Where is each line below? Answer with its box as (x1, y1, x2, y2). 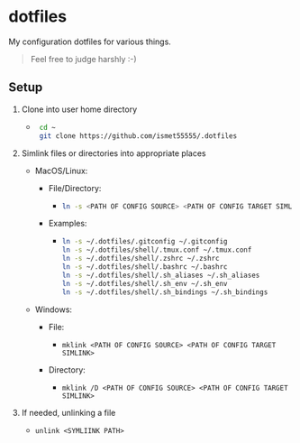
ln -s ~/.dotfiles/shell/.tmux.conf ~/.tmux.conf (61, 245, 252, 254)
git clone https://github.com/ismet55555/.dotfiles (39, 131, 238, 141)
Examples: (48, 218, 87, 229)
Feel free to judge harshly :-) (30, 53, 137, 64)
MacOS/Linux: (34, 165, 88, 176)
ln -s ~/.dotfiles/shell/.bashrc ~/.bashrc (61, 263, 228, 272)
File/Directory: (48, 182, 102, 193)
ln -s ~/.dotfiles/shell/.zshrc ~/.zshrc (61, 254, 220, 263)
